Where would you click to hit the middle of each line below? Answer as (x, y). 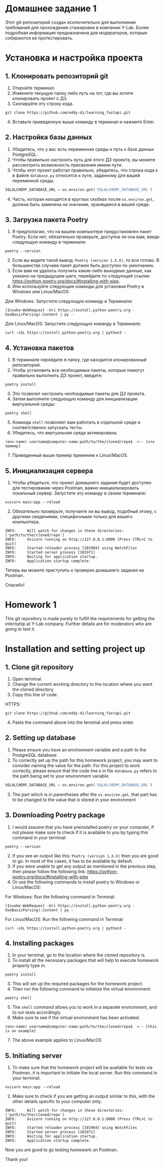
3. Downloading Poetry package (55, 815)
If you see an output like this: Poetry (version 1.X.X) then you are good (85, 855)
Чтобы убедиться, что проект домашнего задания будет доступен (82, 483)
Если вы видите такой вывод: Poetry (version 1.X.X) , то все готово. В (86, 260)
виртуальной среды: (34, 404)
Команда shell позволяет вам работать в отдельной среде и (76, 423)
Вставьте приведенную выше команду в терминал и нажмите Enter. (84, 122)
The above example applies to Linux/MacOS (57, 1040)
